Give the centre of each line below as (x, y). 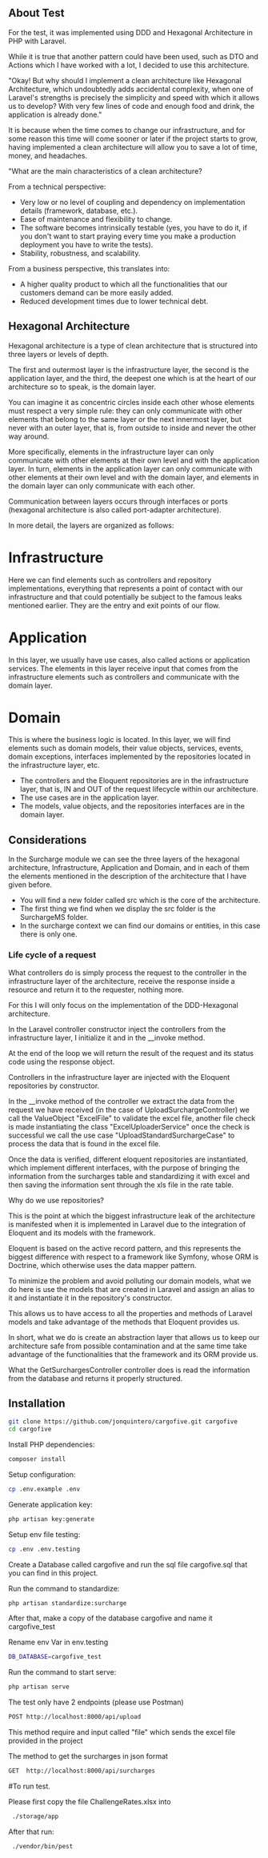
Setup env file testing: (44, 1534)
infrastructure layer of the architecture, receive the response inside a (122, 981)
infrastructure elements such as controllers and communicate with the (124, 676)
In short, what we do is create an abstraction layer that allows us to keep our (134, 1337)
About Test (36, 13)
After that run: (31, 1832)
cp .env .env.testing (44, 1549)
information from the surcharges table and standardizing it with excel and (129, 1176)
